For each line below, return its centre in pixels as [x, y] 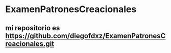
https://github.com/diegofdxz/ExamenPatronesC [86, 36]
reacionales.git [30, 44]
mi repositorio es [33, 28]
